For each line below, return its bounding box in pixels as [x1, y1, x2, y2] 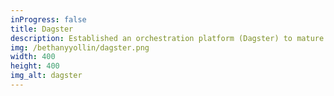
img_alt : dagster [10, 71, 83, 81]
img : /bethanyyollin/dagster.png [10, 42, 150, 53]
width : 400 [10, 52, 56, 62]
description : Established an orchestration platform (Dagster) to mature [10, 33, 325, 43]
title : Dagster [10, 24, 74, 34]
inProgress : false [10, 14, 87, 25]
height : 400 [10, 61, 60, 71]
